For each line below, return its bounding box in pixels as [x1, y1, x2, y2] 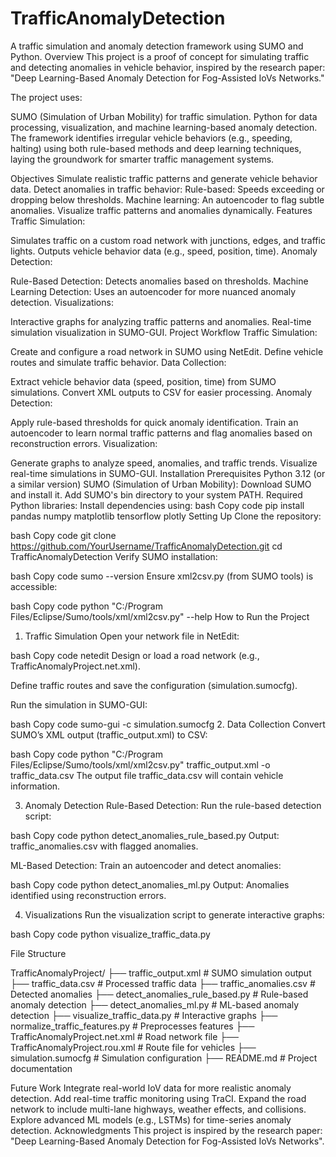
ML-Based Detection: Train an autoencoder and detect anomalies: [10, 859, 282, 871]
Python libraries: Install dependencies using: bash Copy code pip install [10, 499, 305, 511]
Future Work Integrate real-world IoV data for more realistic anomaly [10, 1082, 292, 1094]
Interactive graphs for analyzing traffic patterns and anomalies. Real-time [10, 315, 312, 327]
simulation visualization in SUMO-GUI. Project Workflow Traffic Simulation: [10, 326, 318, 338]
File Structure [10, 947, 67, 959]
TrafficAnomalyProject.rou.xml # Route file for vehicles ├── [10, 1041, 257, 1053]
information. [10, 780, 61, 792]
